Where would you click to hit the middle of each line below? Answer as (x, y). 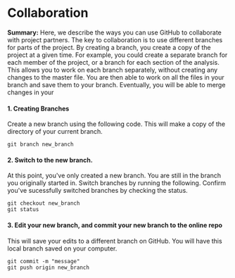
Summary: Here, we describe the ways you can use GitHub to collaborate (114, 32)
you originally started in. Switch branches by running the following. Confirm (117, 183)
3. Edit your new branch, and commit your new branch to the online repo (115, 225)
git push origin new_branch (49, 267)
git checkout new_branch (44, 203)
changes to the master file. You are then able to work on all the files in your (116, 77)
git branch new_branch (40, 145)
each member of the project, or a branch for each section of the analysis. (114, 62)
